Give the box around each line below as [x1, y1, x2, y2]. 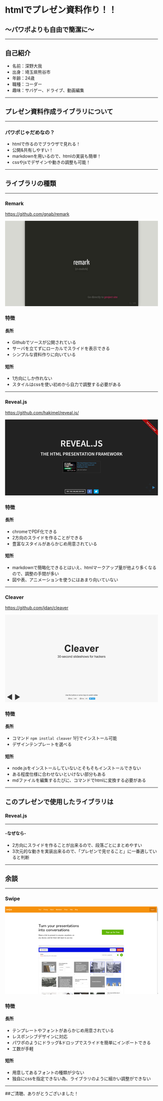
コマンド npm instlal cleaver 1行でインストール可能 [12, 735, 117, 741]
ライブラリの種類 [5, 179, 56, 188]
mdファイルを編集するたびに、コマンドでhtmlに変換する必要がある [12, 777, 147, 783]
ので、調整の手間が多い [12, 571, 59, 577]
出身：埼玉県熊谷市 [12, 69, 51, 75]
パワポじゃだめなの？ [5, 129, 55, 136]
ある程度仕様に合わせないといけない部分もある [12, 771, 106, 777]
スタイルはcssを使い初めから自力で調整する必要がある [12, 381, 121, 388]
